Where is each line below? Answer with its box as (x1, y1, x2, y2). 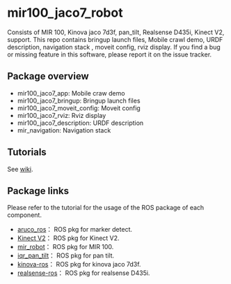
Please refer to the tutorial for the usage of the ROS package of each (7, 204, 205, 212)
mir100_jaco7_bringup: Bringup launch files (17, 96, 141, 105)
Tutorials (7, 147, 47, 158)
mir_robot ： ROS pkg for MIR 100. (17, 243, 114, 251)
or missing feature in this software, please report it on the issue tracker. (7, 50, 212, 59)
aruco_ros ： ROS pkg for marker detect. (17, 225, 132, 234)
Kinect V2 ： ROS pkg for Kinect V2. (17, 234, 120, 242)
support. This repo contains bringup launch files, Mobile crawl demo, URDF (7, 35, 223, 43)
